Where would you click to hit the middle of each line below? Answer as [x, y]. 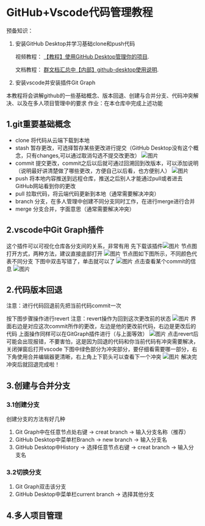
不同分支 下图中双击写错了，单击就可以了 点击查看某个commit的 [101, 261]
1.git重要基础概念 [39, 124]
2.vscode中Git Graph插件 [55, 230]
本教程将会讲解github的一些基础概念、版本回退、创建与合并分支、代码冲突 [100, 95]
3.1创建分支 [23, 404]
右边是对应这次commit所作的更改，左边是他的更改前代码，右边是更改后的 [104, 326]
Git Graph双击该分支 [41, 487]
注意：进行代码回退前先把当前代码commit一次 [64, 305]
